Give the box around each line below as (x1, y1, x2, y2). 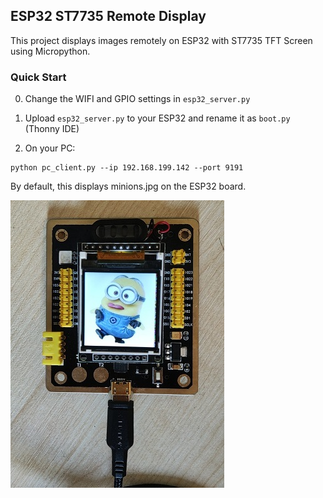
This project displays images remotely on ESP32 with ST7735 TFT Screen (10, 34, 313, 46)
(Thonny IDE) (24, 123, 80, 135)
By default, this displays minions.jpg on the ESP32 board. (10, 180, 247, 193)
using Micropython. (10, 45, 91, 57)
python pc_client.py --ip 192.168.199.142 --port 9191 (10, 163, 244, 173)
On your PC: (24, 142, 76, 154)
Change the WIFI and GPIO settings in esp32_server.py (24, 93, 251, 105)
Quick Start (10, 70, 67, 84)
